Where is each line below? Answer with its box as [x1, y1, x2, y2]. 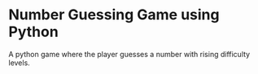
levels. [8, 58, 30, 68]
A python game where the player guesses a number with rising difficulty [8, 49, 251, 59]
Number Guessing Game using [8, 6, 220, 24]
